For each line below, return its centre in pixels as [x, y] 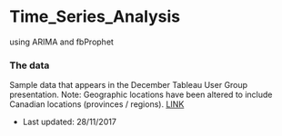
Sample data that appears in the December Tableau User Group [129, 85]
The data [30, 65]
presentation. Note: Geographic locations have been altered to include [141, 95]
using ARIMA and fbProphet [61, 42]
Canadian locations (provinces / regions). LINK [97, 104]
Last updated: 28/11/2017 [69, 122]
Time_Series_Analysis [95, 17]
